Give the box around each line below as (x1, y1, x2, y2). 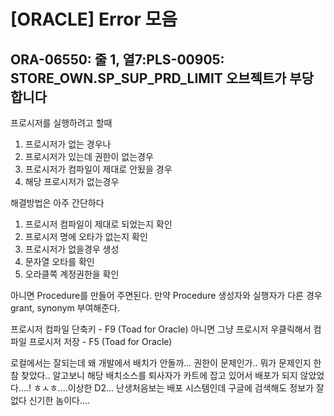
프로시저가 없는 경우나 (24, 138, 112, 150)
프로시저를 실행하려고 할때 (10, 117, 113, 129)
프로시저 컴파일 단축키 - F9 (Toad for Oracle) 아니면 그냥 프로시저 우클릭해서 (10, 323, 312, 335)
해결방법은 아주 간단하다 (10, 197, 105, 209)
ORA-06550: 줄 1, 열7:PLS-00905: (10, 51, 225, 68)
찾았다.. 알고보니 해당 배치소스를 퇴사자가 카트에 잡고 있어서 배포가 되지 (20, 370, 298, 381)
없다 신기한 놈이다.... (10, 395, 91, 406)
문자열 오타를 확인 (24, 256, 95, 267)
